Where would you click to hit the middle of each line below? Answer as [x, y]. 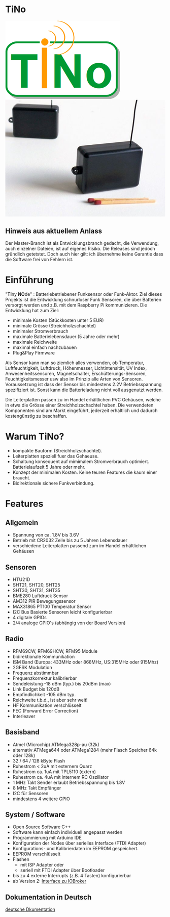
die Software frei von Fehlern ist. [39, 260]
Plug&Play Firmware [33, 353]
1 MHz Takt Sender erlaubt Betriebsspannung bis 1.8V [69, 782]
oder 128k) [24, 755]
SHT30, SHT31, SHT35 [37, 590]
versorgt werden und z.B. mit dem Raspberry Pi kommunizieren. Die [76, 305]
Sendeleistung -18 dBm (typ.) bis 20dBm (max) [62, 683]
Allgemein [22, 523]
